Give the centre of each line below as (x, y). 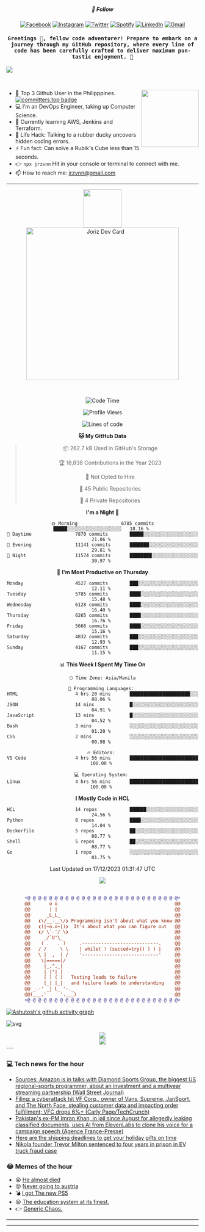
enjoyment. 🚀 (114, 56)
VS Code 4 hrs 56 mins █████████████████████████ (103, 758)
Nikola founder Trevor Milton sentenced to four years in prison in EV (101, 1144)
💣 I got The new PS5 (41, 1193)
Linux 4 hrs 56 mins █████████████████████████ (103, 782)
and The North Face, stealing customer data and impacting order (97, 1106)
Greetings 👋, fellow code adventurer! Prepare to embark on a (103, 38)
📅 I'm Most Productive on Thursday (103, 572)
